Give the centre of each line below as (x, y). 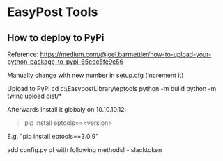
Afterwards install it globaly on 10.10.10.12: (67, 109)
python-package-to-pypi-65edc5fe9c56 (66, 62)
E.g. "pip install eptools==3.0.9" (53, 136)
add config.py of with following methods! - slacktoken (85, 150)
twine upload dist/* (35, 96)
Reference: (23, 54)
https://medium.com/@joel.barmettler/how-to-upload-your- (126, 54)
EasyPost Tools (53, 12)
